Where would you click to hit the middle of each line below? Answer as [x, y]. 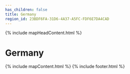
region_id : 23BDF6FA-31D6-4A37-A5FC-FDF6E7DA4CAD [57, 19]
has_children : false [26, 10]
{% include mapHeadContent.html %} [44, 33]
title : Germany [21, 14]
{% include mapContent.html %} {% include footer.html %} [65, 67]
